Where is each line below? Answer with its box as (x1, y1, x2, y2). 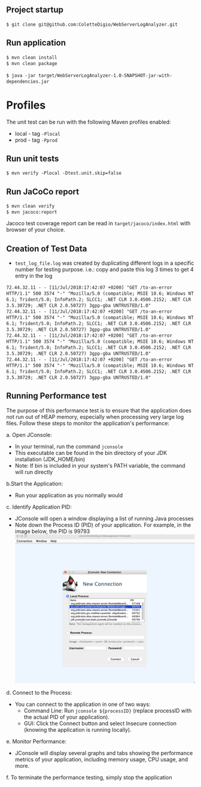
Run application (6, 38, 66, 48)
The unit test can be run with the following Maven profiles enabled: (6, 118, 172, 125)
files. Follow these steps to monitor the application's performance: (6, 420, 169, 427)
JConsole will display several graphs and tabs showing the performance (14, 749, 193, 756)
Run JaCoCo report (6, 186, 80, 197)
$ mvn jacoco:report (6, 210, 58, 216)
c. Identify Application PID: (6, 503, 72, 510)
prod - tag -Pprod (14, 136, 58, 143)
